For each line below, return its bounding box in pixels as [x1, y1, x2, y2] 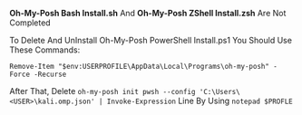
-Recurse [33, 70, 67, 79]
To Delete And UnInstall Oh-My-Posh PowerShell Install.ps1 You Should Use [9, 35, 293, 45]
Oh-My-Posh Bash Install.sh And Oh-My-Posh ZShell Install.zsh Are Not [9, 8, 287, 18]
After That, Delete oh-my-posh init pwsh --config [9, 86, 196, 96]
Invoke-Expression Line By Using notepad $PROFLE [106, 95, 293, 106]
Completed [9, 17, 52, 28]
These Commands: [9, 44, 81, 55]
